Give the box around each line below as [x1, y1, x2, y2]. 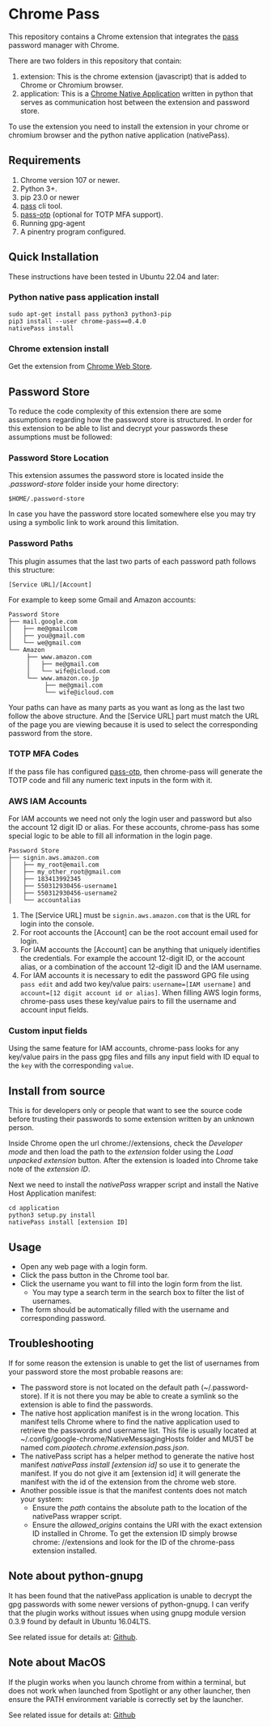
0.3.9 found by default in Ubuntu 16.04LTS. [8, 1616, 151, 1626]
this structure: [8, 565, 55, 574]
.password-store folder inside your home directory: [8, 479, 180, 489]
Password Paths [8, 538, 74, 549]
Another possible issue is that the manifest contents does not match [19, 1485, 248, 1495]
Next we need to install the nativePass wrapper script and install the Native [8, 1180, 259, 1190]
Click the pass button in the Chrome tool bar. [19, 1271, 170, 1280]
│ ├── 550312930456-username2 [8, 889, 117, 898]
